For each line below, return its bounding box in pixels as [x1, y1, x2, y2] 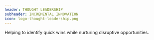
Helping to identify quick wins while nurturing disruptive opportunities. [4, 30, 149, 36]
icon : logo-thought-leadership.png [4, 16, 79, 21]
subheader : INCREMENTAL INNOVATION [4, 12, 79, 17]
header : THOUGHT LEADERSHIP [4, 7, 63, 12]
